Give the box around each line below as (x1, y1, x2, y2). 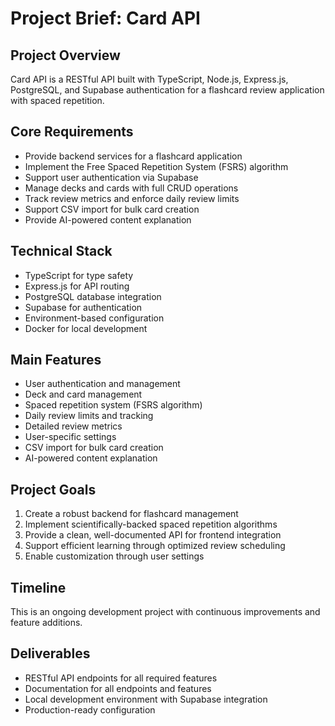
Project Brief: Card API (10, 7, 201, 30)
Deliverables (10, 645, 91, 662)
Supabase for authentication (24, 301, 143, 313)
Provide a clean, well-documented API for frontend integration (24, 529, 282, 541)
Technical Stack (10, 243, 113, 260)
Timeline (10, 579, 67, 596)
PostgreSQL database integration (24, 290, 162, 302)
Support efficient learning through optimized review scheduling (24, 540, 286, 552)
